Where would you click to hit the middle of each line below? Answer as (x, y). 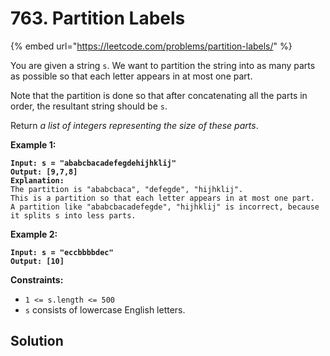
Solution (37, 341)
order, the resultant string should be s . (89, 106)
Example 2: (34, 234)
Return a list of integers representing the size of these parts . (134, 125)
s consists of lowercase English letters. (105, 309)
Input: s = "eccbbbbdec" (62, 252)
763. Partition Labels (98, 18)
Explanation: (37, 180)
